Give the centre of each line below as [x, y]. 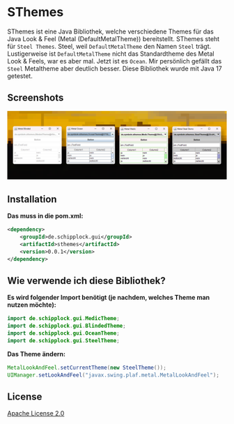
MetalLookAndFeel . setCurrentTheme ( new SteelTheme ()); [87, 368]
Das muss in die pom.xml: [45, 216]
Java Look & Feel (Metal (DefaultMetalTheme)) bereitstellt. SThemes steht [114, 38]
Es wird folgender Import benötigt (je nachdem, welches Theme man [109, 298]
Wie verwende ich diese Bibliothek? [86, 281]
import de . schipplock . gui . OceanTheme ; [63, 333]
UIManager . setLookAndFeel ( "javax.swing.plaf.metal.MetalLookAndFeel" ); [113, 375]
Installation [32, 199]
